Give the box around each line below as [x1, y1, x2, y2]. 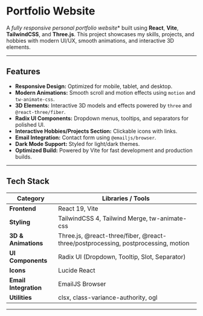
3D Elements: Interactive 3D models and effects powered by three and [14, 101, 192, 109]
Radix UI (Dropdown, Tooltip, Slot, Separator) [58, 252, 186, 261]
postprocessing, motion [122, 239, 190, 247]
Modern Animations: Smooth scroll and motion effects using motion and [14, 89, 196, 96]
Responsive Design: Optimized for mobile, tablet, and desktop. [14, 83, 173, 90]
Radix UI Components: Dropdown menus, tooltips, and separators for [14, 115, 189, 122]
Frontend [9, 204, 36, 212]
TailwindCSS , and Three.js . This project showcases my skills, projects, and [6, 30, 195, 37]
